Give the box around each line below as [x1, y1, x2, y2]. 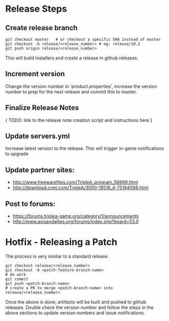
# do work [5, 272, 27, 277]
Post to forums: [5, 199, 56, 208]
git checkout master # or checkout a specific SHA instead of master [5, 37, 161, 42]
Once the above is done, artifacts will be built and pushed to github [5, 299, 147, 305]
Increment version [5, 70, 65, 78]
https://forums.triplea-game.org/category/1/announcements [12, 213, 139, 219]
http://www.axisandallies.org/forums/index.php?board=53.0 [12, 218, 139, 225]
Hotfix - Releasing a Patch [5, 236, 117, 248]
